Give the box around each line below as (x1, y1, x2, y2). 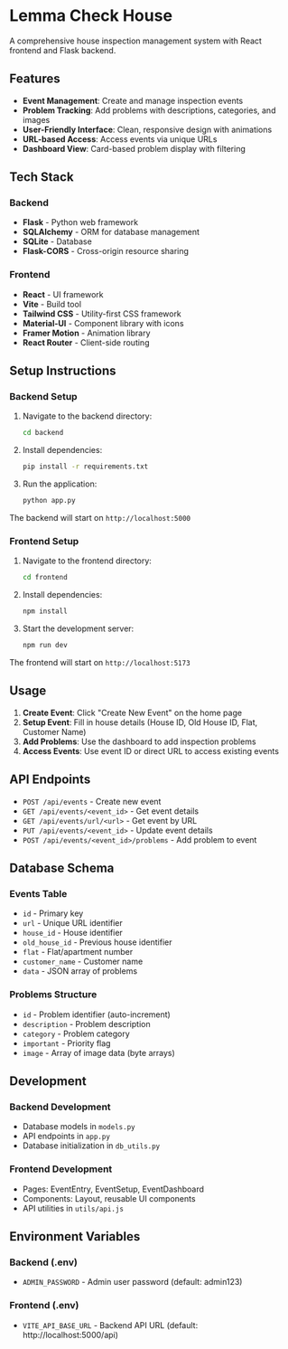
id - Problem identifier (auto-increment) (22, 1009, 172, 1020)
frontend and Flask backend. (9, 44, 116, 55)
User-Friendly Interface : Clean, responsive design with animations (22, 124, 273, 135)
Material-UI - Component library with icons (22, 317, 184, 328)
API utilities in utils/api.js (22, 1203, 125, 1213)
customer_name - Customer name (22, 956, 144, 967)
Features (9, 71, 60, 87)
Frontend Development (9, 1163, 113, 1175)
